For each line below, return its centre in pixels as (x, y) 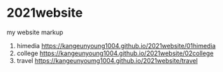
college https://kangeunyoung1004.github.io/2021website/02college (115, 53)
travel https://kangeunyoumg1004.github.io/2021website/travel (107, 60)
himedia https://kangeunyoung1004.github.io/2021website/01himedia (116, 45)
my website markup (35, 32)
